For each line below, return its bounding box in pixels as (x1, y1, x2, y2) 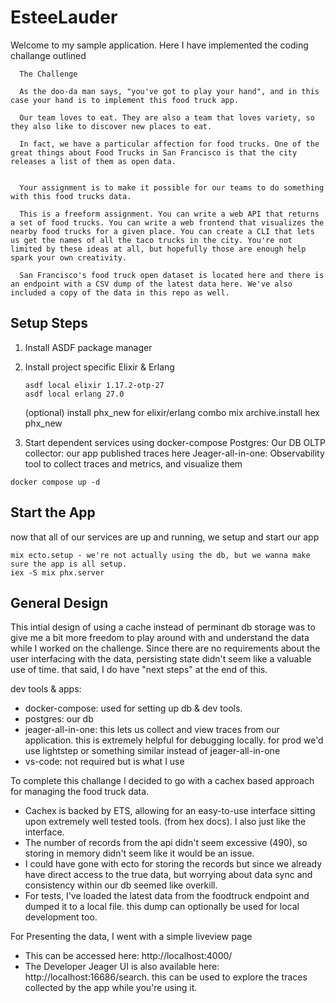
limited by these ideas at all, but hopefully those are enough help (10, 244, 307, 254)
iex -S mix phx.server (10, 567, 105, 578)
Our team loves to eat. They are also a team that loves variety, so (19, 112, 315, 123)
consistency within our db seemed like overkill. (24, 879, 218, 891)
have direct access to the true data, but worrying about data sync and (24, 869, 313, 881)
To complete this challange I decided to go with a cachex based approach (10, 775, 315, 787)
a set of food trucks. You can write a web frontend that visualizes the (10, 217, 325, 228)
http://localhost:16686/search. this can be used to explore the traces (24, 971, 308, 983)
